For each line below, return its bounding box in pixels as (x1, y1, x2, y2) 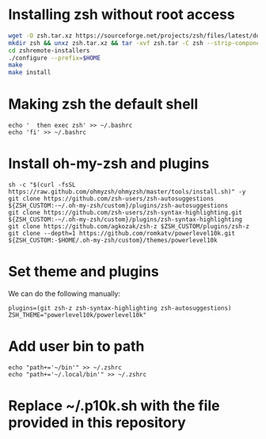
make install (8, 69, 51, 77)
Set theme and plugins (8, 263, 160, 281)
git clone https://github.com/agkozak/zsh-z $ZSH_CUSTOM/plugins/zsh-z (8, 223, 249, 231)
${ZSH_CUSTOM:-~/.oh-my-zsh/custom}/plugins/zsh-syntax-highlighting (8, 216, 243, 223)
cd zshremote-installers (8, 46, 90, 55)
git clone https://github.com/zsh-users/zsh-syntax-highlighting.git (8, 208, 243, 217)
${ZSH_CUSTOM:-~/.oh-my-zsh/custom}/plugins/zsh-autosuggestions (8, 202, 228, 210)
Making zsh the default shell (8, 95, 199, 113)
